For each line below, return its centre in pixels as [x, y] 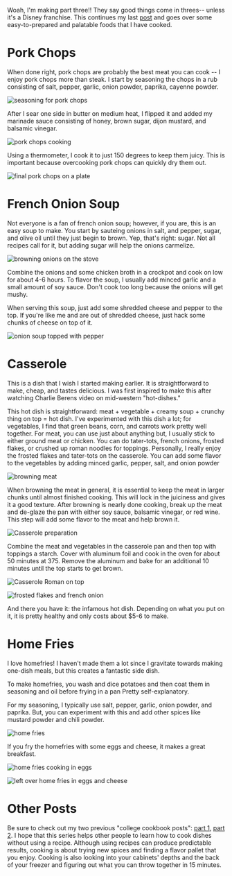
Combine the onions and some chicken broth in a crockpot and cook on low [115, 272]
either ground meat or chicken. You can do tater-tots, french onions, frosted [116, 440]
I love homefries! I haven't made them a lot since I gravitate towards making [115, 663]
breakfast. [22, 754]
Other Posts [42, 808]
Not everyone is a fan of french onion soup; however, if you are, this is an [112, 223]
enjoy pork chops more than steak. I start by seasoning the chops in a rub [113, 79]
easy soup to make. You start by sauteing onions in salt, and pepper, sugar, [114, 230]
